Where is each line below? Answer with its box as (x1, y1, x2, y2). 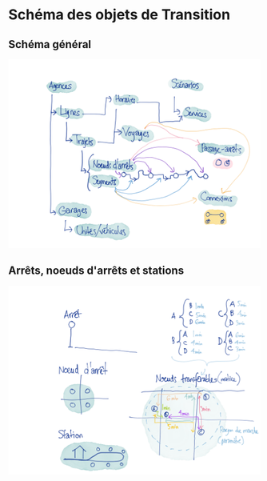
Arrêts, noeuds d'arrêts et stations (8, 264, 185, 278)
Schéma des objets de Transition (8, 6, 230, 24)
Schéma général (8, 38, 92, 51)
